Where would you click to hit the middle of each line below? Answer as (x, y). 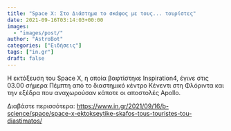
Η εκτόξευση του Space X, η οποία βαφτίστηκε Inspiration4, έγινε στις (108, 78)
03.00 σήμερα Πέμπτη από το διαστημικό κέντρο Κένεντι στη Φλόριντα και (116, 85)
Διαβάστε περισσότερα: (41, 106)
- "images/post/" (38, 33)
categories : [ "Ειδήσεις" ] (44, 46)
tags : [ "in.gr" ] (30, 52)
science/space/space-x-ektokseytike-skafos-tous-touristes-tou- (100, 113)
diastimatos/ (25, 121)
